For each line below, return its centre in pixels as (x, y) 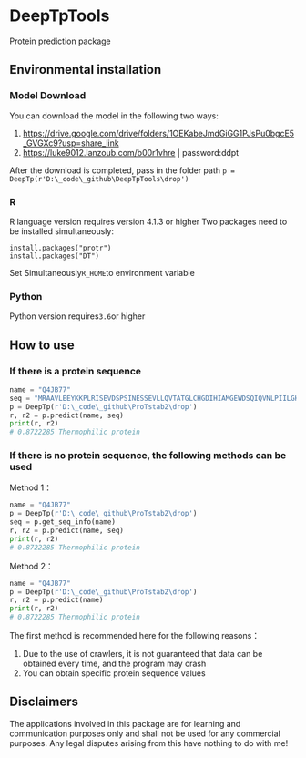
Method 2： (32, 566)
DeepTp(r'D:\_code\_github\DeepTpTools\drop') (99, 179)
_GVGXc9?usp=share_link (71, 143)
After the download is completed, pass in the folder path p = (122, 170)
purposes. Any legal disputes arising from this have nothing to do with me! (149, 743)
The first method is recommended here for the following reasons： (135, 636)
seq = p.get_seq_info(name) (63, 522)
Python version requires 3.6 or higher (77, 316)
